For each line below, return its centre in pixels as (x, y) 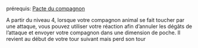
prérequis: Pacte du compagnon (45, 9)
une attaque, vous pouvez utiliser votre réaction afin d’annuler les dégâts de (99, 26)
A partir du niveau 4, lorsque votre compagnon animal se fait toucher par (95, 20)
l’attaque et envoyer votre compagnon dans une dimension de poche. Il (93, 33)
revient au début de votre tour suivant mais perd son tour (76, 39)
